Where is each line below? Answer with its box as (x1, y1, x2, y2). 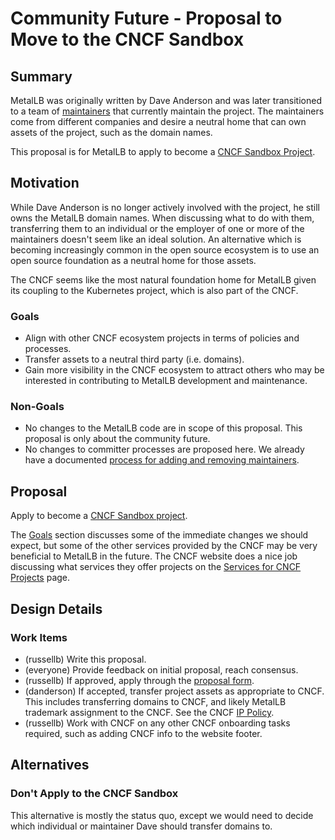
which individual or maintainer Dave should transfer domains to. (10, 820, 273, 832)
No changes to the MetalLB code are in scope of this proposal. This (24, 422, 303, 434)
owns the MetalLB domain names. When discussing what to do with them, (10, 212, 315, 224)
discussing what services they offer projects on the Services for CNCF (10, 561, 302, 573)
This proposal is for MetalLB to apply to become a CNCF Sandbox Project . (10, 146, 316, 157)
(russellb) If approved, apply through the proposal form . (24, 674, 255, 686)
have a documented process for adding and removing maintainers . (24, 454, 300, 466)
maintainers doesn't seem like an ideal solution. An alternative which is (10, 233, 302, 245)
